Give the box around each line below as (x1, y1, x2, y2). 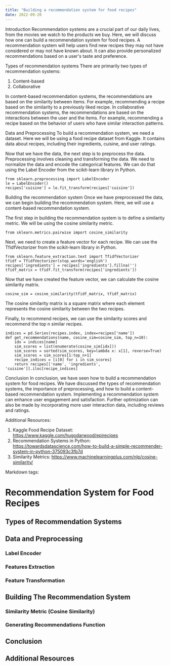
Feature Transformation (5, 577, 65, 584)
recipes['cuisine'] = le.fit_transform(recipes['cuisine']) (5, 185, 135, 190)
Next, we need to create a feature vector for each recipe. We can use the (5, 239, 158, 245)
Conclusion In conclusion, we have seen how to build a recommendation (5, 375, 156, 381)
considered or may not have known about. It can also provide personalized (5, 48, 161, 54)
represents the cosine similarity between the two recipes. (5, 305, 125, 311)
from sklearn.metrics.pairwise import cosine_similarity (5, 230, 128, 235)
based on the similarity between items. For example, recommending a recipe (5, 98, 165, 104)
